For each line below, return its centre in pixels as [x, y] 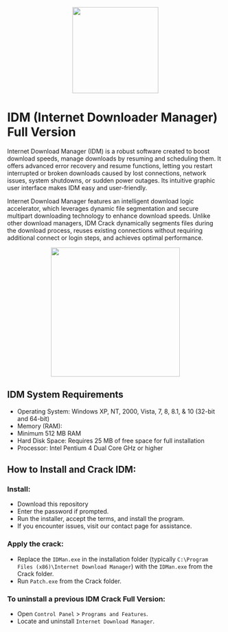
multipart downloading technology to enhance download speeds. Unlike [109, 216]
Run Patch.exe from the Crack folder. [69, 581]
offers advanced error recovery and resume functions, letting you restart [110, 165]
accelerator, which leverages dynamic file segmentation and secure [103, 208]
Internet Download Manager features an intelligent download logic [101, 201]
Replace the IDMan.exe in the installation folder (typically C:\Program [112, 559]
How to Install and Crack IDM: [72, 470]
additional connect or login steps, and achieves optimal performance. [105, 238]
